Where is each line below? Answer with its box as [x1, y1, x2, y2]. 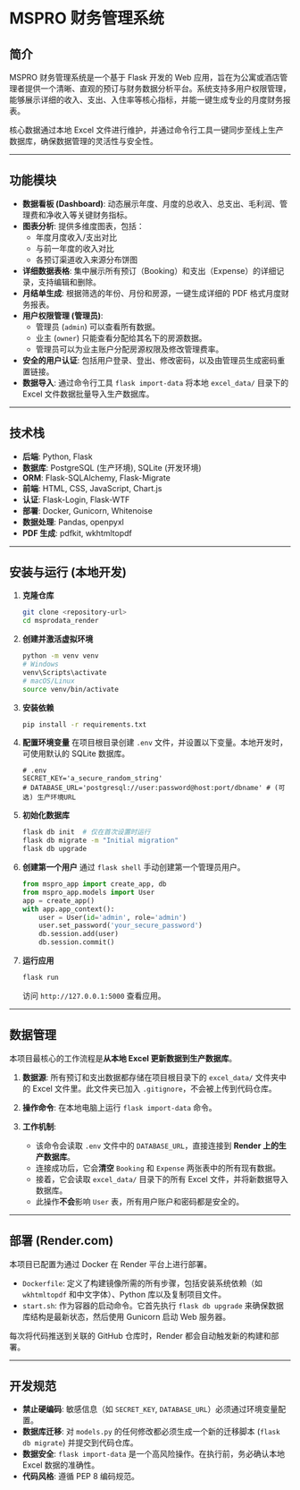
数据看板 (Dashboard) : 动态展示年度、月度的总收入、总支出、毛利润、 [21, 198, 280, 209]
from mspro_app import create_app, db [21, 880, 167, 889]
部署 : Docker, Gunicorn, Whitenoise [21, 505, 154, 515]
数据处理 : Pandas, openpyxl [21, 516, 125, 527]
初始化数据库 [21, 810, 70, 821]
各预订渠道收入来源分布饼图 [35, 254, 138, 265]
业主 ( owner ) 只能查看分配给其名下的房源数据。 [35, 332, 207, 343]
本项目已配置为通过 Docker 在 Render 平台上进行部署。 [9, 1258, 212, 1269]
